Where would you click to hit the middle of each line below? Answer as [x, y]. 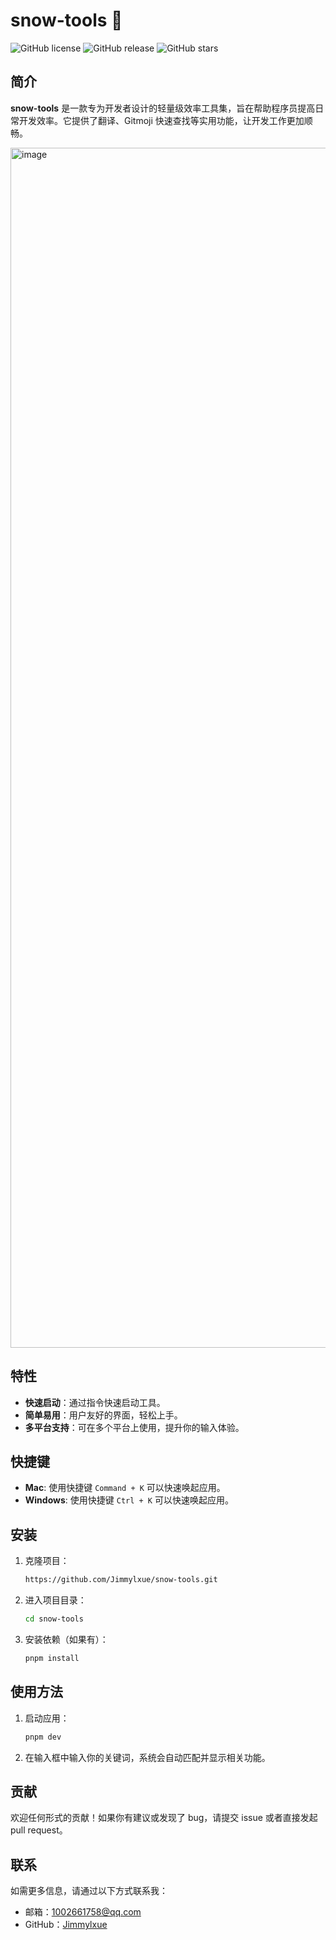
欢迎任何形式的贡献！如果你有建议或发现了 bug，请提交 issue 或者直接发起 [164, 1818]
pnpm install [52, 1658]
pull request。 [39, 1830]
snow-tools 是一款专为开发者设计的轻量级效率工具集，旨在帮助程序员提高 [163, 108]
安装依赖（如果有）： [66, 1639]
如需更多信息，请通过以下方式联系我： [89, 1891]
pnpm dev [43, 1737]
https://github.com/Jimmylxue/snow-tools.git [121, 1580]
